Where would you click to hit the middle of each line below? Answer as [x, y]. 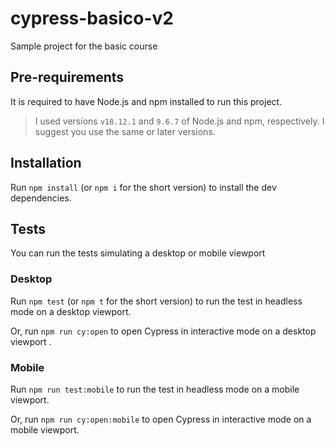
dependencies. [41, 198]
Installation [46, 163]
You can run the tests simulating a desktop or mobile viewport [138, 253]
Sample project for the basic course [84, 46]
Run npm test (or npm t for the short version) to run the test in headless [156, 301]
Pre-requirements [67, 77]
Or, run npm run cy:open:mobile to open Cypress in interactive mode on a [161, 419]
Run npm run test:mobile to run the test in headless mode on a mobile [155, 389]
